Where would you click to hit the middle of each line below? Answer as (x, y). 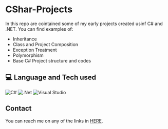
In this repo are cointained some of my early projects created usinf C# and (84, 24)
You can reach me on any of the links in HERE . (54, 121)
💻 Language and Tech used (51, 78)
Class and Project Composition (45, 44)
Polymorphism (28, 55)
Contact (18, 109)
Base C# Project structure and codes (52, 60)
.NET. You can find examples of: (39, 29)
